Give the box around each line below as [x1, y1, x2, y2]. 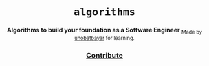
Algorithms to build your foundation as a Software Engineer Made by [6, 25, 203, 36]
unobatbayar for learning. [74, 34, 135, 41]
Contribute [86, 50, 123, 60]
